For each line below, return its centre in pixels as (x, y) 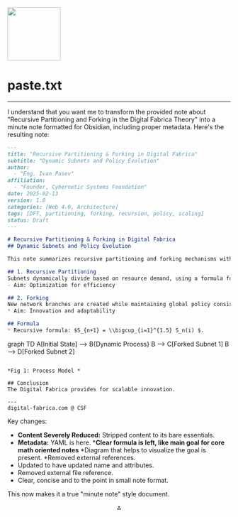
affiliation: (27, 180)
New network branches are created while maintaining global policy (109, 305)
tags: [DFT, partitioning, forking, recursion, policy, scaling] (106, 213)
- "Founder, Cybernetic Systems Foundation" (80, 187)
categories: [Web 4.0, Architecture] (63, 207)
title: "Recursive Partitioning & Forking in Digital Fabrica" (103, 154)
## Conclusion (28, 383)
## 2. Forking (28, 298)
